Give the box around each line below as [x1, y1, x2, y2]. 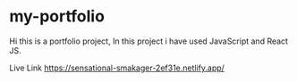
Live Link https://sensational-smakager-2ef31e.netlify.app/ [9, 62, 225, 73]
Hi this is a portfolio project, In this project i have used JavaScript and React [9, 36, 289, 46]
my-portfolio [9, 6, 106, 27]
